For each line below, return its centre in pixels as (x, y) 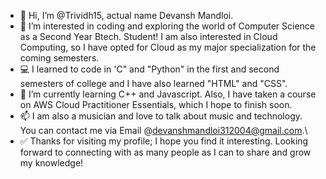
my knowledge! (51, 163)
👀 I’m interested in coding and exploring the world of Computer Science (167, 26)
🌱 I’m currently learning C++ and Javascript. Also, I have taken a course (168, 94)
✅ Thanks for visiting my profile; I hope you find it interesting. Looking (164, 141)
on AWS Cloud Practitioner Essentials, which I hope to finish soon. (156, 104)
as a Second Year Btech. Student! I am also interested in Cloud (148, 36)
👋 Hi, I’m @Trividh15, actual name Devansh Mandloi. (126, 15)
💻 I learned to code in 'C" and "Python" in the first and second (149, 69)
